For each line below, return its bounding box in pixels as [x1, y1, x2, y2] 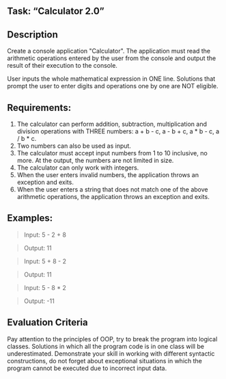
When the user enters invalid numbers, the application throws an [16, 171, 199, 179]
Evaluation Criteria [7, 317, 88, 328]
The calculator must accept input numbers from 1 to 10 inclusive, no [16, 149, 208, 157]
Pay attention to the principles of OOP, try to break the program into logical [7, 335, 218, 343]
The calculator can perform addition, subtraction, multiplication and [16, 120, 207, 129]
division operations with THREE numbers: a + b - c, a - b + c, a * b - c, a [16, 127, 220, 135]
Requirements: [7, 102, 72, 114]
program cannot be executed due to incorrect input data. [7, 364, 167, 372]
